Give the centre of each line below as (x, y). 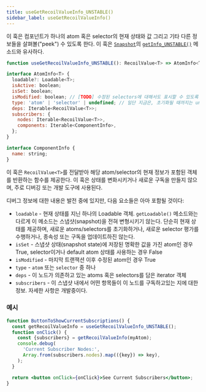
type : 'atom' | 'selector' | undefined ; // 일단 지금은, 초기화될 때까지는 (102, 103)
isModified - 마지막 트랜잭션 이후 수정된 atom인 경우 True (86, 259)
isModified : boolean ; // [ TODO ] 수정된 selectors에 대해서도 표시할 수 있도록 (105, 97)
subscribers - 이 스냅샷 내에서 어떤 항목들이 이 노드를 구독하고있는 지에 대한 (107, 283)
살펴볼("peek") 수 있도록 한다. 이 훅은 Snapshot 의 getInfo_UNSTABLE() (107, 44)
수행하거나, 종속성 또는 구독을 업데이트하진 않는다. (75, 237)
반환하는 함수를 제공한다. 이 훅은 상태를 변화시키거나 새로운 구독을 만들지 (99, 179)
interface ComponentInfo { (41, 148)
